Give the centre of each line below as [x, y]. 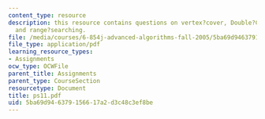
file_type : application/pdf [54, 45]
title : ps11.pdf [35, 96]
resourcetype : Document [47, 88]
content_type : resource [47, 15]
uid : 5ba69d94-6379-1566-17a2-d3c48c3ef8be [81, 103]
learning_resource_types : [50, 52]
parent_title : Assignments [52, 74]
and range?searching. [51, 30]
